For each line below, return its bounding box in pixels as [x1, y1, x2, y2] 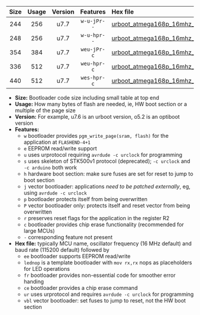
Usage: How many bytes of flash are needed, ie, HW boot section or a [14, 101, 187, 107]
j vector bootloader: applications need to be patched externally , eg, [23, 183, 190, 190]
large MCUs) [23, 227, 55, 234]
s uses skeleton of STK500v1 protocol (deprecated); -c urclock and [23, 157, 190, 165]
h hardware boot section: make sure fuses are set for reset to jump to [23, 170, 193, 177]
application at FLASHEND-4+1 [23, 138, 91, 146]
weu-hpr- [80, 60, 105, 67]
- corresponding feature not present [23, 234, 113, 240]
